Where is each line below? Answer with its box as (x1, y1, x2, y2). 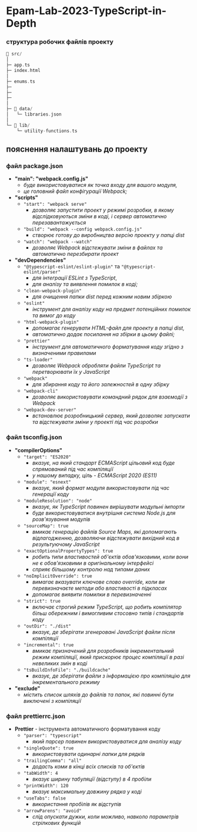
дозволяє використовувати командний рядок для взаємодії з (32, 393, 188, 400)
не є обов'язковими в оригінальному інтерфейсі (32, 559, 154, 567)
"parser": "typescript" (23, 732, 82, 738)
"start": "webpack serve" (23, 202, 87, 208)
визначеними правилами (32, 350, 96, 357)
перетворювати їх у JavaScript (32, 369, 110, 376)
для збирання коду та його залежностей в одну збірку (32, 381, 169, 388)
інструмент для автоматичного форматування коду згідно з (32, 343, 184, 350)
